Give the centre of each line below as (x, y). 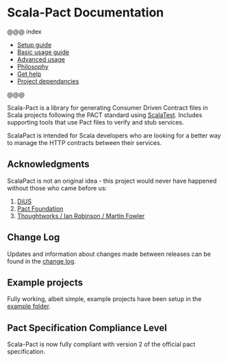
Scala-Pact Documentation (86, 13)
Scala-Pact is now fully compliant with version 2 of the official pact (101, 344)
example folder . (29, 307)
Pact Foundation (40, 208)
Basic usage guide (43, 52)
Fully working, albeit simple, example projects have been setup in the (104, 299)
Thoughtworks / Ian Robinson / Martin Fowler (81, 216)
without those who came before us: (57, 188)
